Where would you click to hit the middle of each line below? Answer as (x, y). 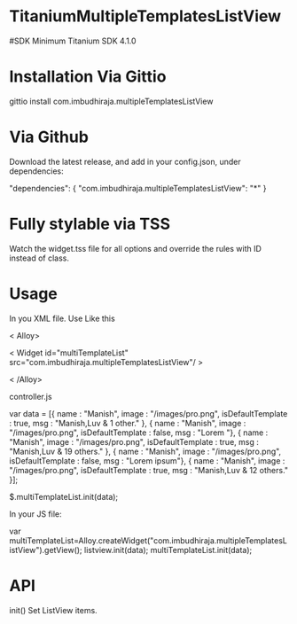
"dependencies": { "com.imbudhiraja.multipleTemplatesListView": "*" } (138, 188)
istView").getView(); (46, 550)
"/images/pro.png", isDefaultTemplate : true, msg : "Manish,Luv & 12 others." (149, 470)
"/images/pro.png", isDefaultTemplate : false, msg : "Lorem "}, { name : (139, 433)
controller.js (31, 396)
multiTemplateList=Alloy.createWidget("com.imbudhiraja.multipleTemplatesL (148, 540)
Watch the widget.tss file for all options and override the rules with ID (135, 248)
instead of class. (39, 258)
